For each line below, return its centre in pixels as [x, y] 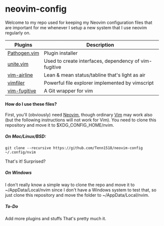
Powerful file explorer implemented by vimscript [99, 83]
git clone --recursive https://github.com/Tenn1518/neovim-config [74, 148]
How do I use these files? [31, 104]
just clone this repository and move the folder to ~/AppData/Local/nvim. [77, 195]
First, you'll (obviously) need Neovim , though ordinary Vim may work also [79, 115]
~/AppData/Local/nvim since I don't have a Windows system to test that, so [81, 190]
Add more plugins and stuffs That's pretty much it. [56, 219]
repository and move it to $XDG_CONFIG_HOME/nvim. [60, 125]
